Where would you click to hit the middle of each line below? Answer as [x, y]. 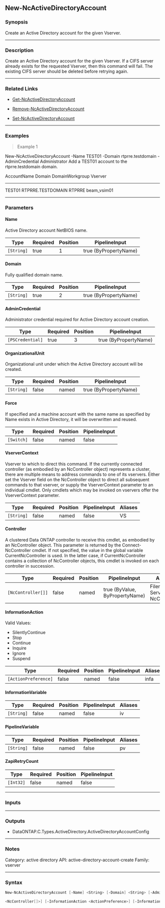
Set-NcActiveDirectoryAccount [43, 119]
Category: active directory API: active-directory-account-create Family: [77, 860]
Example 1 [27, 147]
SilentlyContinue [29, 633]
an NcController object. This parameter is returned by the [63, 545]
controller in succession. [30, 566]
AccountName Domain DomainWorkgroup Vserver [56, 176]
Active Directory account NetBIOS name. [46, 230]
